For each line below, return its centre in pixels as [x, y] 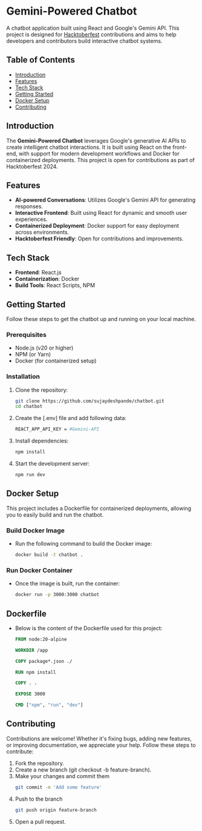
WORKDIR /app [31, 650]
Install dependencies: [42, 441]
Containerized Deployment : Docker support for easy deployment [97, 226]
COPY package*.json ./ [44, 661]
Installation [23, 376]
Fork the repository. [40, 763]
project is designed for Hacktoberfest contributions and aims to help [91, 34]
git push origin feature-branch [56, 810]
